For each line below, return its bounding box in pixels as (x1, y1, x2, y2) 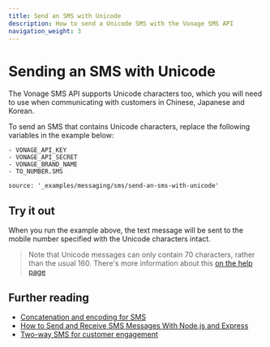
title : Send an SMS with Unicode (8, 11, 122, 20)
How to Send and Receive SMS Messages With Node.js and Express (19, 320, 249, 330)
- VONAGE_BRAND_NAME (8, 160, 79, 169)
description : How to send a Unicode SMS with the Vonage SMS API (8, 20, 234, 28)
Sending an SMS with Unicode (8, 62, 216, 80)
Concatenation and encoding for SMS (19, 312, 147, 322)
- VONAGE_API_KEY (8, 146, 67, 154)
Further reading (8, 290, 89, 305)
